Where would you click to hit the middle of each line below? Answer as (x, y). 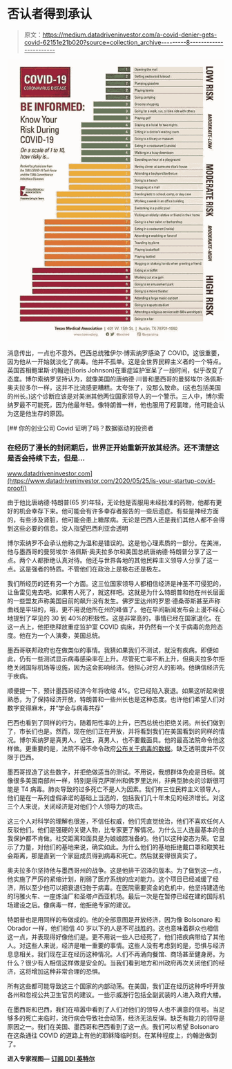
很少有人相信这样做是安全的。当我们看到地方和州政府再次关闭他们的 (122, 963)
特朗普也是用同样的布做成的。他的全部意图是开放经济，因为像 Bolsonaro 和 (114, 919)
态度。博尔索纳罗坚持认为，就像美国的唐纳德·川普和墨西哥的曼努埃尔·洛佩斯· (116, 379)
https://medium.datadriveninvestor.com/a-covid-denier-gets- (130, 35)
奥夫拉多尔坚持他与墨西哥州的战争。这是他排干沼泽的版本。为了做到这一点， (116, 870)
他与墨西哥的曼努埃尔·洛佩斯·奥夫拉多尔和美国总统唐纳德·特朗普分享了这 (110, 551)
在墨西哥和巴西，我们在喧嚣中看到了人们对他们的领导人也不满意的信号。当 (113, 1009)
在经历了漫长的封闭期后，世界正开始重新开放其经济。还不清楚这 (113, 448)
